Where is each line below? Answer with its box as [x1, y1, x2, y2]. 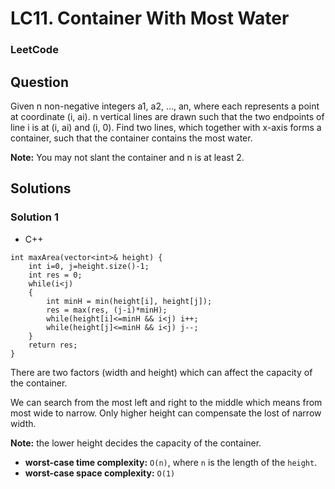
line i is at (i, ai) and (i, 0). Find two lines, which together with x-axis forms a [10, 121, 322, 133]
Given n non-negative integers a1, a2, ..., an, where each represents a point [10, 100, 320, 112]
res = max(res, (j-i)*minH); [46, 305, 168, 315]
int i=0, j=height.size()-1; [28, 261, 150, 271]
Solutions [10, 180, 72, 197]
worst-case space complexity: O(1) [24, 467, 176, 479]
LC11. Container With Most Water [10, 7, 290, 30]
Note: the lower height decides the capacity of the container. [10, 437, 262, 449]
